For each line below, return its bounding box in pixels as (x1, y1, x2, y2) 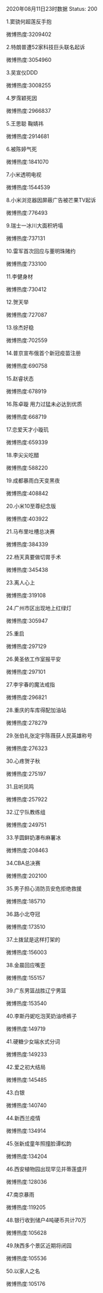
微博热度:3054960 (6, 56, 52, 63)
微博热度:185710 (6, 898, 46, 905)
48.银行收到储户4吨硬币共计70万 (6, 1217, 87, 1223)
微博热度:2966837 (6, 107, 51, 114)
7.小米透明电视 (6, 171, 42, 178)
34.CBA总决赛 (6, 860, 40, 866)
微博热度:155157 (6, 974, 46, 981)
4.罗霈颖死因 (6, 95, 38, 101)
